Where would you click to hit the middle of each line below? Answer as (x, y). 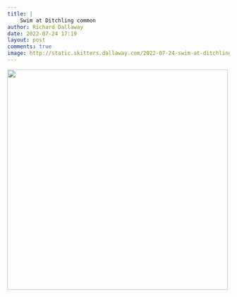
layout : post (26, 40)
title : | (20, 14)
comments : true (30, 47)
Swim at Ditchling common (58, 20)
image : (17, 54)
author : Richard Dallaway (45, 27)
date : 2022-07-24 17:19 (42, 34)
